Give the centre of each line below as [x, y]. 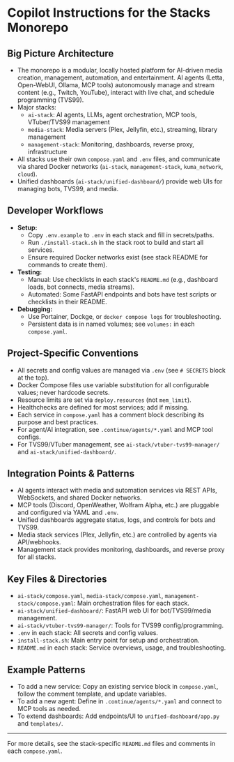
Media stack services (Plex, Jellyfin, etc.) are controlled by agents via [117, 535]
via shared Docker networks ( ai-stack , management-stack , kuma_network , [120, 166]
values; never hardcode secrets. [63, 392]
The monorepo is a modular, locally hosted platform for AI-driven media [120, 70]
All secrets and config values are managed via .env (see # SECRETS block [122, 370]
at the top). [33, 378]
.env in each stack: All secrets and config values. [88, 633]
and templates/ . [40, 724]
